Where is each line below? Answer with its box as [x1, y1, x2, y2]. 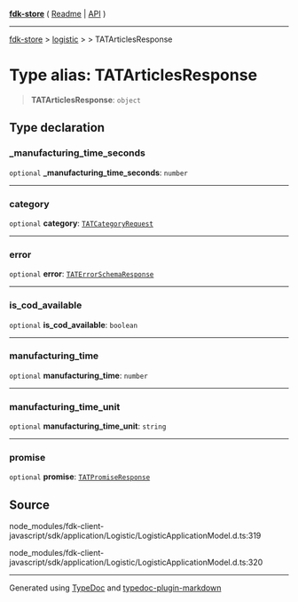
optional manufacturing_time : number [9, 370, 148, 381]
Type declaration [9, 120, 105, 135]
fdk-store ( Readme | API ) [9, 9, 106, 19]
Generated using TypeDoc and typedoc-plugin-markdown [9, 582, 222, 593]
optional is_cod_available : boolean [9, 319, 138, 330]
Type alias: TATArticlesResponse [9, 65, 258, 85]
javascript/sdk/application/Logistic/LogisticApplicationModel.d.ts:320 [9, 557, 263, 568]
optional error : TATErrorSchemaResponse [9, 269, 154, 279]
